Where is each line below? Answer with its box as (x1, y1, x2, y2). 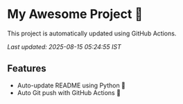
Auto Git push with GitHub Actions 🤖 (17, 88, 121, 96)
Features (7, 62, 46, 75)
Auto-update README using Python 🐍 (17, 81, 126, 89)
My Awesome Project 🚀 (7, 6, 143, 22)
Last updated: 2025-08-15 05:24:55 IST (7, 42, 121, 51)
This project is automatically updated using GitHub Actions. (7, 29, 177, 37)
